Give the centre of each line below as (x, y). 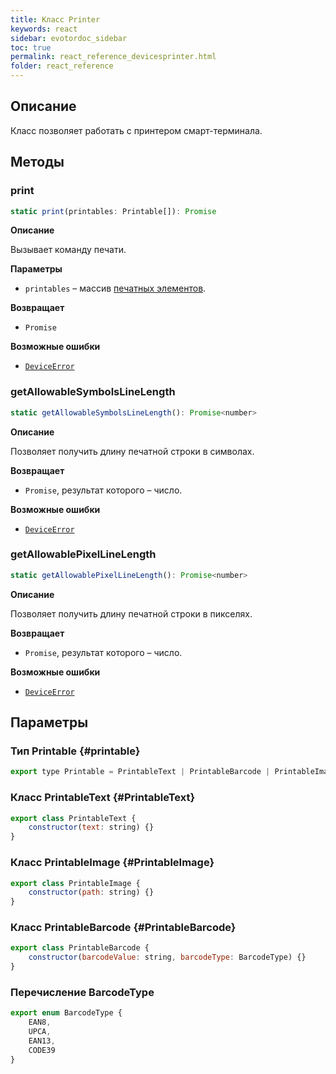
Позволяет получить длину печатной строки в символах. (132, 451)
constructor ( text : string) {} (91, 827)
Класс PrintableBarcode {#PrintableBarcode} (123, 928)
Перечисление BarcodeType (82, 992)
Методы (37, 162)
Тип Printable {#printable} (75, 751)
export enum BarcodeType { (66, 1013)
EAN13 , (42, 1041)
